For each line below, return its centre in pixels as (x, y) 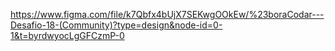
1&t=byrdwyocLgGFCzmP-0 (67, 35)
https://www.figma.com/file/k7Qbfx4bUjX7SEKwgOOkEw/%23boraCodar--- (167, 14)
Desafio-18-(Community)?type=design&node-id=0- (116, 25)
